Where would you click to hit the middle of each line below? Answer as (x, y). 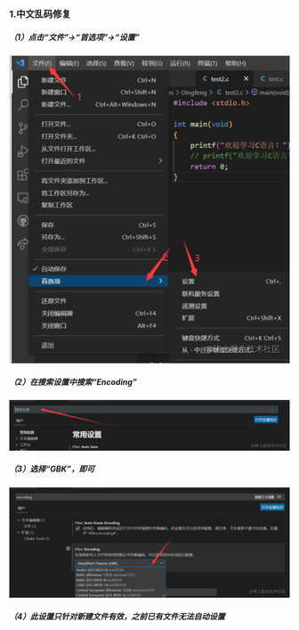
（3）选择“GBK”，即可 (52, 469)
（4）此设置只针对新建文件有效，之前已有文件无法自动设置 (117, 617)
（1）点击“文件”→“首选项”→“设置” (74, 37)
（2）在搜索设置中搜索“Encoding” (73, 381)
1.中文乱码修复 (40, 13)
